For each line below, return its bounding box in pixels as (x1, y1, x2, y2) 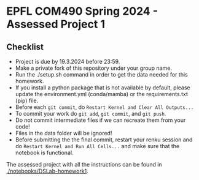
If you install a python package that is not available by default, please (15, 84, 190, 91)
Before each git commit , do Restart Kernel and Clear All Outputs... (15, 103, 194, 111)
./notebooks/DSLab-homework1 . (6, 167, 89, 174)
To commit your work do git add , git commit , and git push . (15, 110, 166, 117)
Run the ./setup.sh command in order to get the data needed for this (15, 71, 189, 78)
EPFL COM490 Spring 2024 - (6, 4, 158, 18)
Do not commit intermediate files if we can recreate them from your (15, 116, 186, 124)
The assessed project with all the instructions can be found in (6, 161, 162, 168)
